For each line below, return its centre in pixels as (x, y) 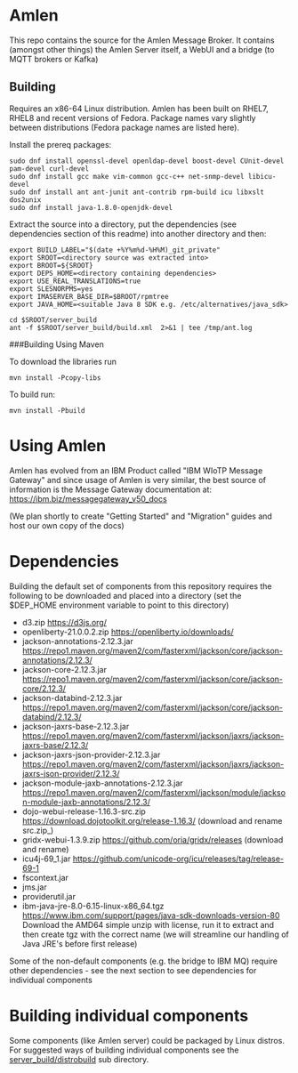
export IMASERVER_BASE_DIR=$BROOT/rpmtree (89, 296)
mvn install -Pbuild (48, 410)
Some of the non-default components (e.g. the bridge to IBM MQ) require (144, 961)
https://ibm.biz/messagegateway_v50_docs (88, 498)
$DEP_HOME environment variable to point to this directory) (119, 605)
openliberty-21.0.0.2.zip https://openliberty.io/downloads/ (128, 632)
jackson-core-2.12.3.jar (64, 669)
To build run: (32, 394)
